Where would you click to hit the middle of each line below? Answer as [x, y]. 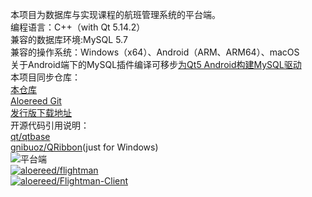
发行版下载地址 [41, 112]
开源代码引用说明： [50, 125]
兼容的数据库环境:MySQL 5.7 [69, 39]
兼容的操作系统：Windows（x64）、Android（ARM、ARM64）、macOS [155, 52]
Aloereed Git [36, 101]
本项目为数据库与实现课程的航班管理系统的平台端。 [115, 14]
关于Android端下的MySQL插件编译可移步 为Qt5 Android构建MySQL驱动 [156, 64]
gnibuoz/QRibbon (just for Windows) [84, 147]
